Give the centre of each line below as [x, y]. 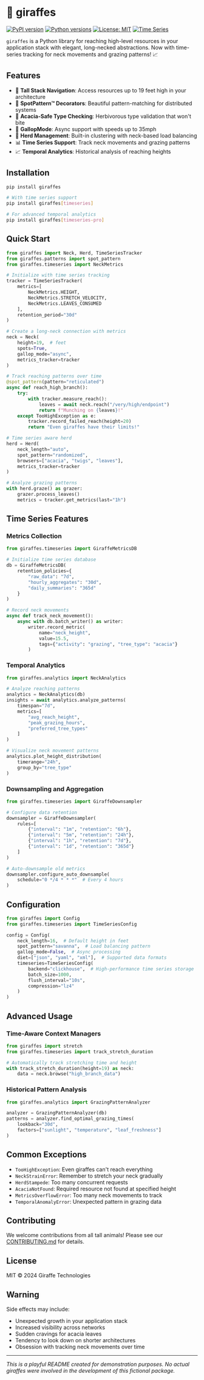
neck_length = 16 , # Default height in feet [73, 941]
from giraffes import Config [43, 918]
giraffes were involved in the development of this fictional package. [91, 1371]
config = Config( [28, 935]
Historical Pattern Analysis [46, 1090]
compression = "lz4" [51, 986]
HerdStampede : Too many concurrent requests [72, 1182]
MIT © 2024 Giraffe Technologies [49, 1275]
